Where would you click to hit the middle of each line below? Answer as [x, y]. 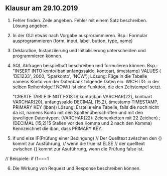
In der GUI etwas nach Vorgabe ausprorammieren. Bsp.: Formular [80, 35]
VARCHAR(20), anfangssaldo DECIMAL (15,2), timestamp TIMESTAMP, [86, 102]
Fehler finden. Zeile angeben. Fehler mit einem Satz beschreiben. [80, 20]
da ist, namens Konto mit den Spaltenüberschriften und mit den [78, 112]
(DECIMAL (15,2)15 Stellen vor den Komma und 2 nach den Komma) [82, 123]
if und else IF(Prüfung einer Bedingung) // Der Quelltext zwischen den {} [87, 138]
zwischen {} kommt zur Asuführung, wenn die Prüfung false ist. [78, 149]
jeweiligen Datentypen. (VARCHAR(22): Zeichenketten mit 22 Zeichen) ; [86, 118]
